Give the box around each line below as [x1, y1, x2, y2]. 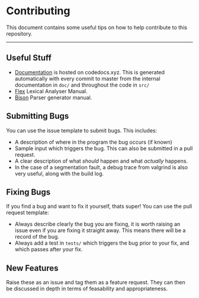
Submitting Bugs [6, 111, 69, 121]
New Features [6, 263, 59, 273]
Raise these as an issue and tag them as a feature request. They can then [6, 279, 185, 286]
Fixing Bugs [6, 187, 51, 197]
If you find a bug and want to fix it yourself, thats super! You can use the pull [6, 203, 192, 210]
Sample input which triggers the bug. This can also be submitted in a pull [14, 144, 193, 152]
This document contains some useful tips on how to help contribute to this [6, 24, 188, 31]
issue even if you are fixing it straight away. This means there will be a [14, 227, 186, 234]
